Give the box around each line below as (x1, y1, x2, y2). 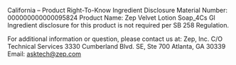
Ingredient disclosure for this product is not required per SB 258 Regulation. (7, 21, 230, 29)
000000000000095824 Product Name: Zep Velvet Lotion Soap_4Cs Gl (7, 13, 215, 22)
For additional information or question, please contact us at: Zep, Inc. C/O (7, 35, 222, 43)
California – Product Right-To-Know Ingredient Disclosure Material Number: (7, 6, 228, 14)
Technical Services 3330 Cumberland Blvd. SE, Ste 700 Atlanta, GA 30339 (7, 42, 226, 50)
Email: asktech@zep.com (7, 49, 82, 58)
